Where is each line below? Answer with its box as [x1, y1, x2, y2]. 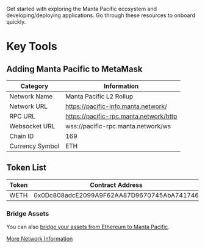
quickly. [6, 18, 26, 25]
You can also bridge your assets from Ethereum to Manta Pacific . [6, 223, 170, 231]
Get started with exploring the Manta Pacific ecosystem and [6, 5, 157, 12]
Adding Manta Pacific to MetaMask [6, 64, 143, 74]
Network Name [9, 92, 53, 100]
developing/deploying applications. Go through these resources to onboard [6, 12, 195, 19]
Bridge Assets [6, 209, 49, 217]
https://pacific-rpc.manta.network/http [65, 112, 178, 120]
